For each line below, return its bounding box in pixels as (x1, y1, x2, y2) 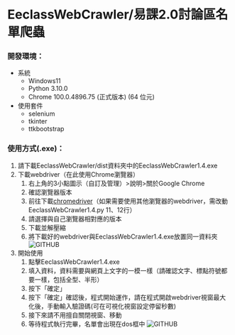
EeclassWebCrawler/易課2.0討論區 (7, 6, 216, 23)
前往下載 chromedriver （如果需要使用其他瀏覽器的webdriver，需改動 (28, 197, 229, 205)
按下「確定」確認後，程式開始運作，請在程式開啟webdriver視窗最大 (28, 292, 226, 302)
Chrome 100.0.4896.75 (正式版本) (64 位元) (28, 93, 155, 101)
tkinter (28, 117, 48, 126)
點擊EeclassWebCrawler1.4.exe (28, 257, 120, 266)
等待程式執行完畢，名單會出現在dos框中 (28, 319, 146, 328)
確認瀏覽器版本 (28, 187, 72, 196)
